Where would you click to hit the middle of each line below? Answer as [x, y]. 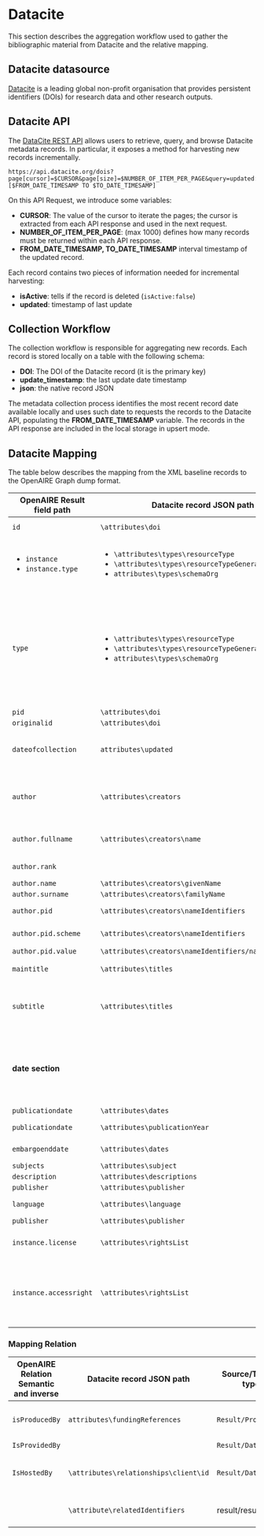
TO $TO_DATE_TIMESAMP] [119, 185]
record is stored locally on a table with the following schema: [106, 357]
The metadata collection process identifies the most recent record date [123, 404]
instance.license [44, 1243]
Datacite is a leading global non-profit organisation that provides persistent [130, 88]
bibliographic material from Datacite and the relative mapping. [108, 44]
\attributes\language [141, 1205]
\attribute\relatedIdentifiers [126, 1510]
